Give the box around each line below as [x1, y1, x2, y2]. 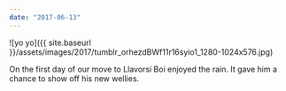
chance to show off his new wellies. [9, 72, 140, 84]
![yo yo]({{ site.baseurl [9, 37, 91, 48]
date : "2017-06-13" [9, 12, 81, 22]
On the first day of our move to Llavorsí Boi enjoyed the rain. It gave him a [9, 64, 277, 74]
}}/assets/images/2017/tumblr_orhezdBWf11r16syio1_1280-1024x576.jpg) [9, 46, 274, 57]
